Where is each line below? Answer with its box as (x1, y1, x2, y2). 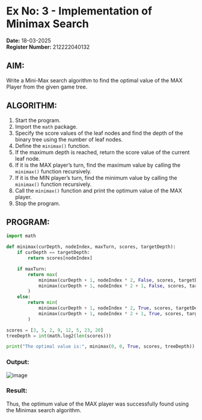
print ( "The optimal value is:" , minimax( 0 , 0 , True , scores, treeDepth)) (6, 344, 195, 350)
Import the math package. (14, 123, 78, 130)
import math (6, 233, 36, 239)
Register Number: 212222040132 (6, 43, 90, 51)
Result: (6, 386, 28, 395)
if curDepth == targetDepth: (17, 250, 90, 256)
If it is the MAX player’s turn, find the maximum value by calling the (14, 161, 181, 168)
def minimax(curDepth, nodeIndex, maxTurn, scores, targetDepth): (6, 244, 176, 250)
